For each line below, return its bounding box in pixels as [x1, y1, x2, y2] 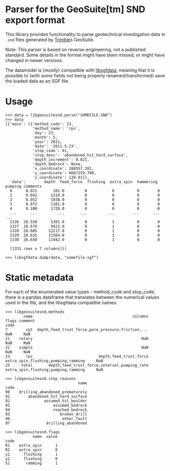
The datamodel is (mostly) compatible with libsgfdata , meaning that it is [5, 67, 155, 73]
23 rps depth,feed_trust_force [5, 354, 149, 359]
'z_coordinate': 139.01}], [32, 174, 90, 180]
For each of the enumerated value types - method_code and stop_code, [5, 288, 156, 295]
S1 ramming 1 [5, 460, 58, 466]
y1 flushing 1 [5, 452, 58, 457]
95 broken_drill [5, 411, 87, 417]
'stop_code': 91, [32, 148, 70, 153]
